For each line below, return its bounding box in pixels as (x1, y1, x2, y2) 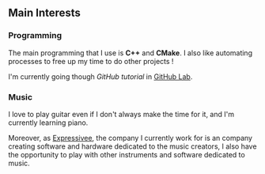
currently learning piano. (8, 118, 89, 127)
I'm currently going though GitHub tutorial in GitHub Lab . (8, 71, 193, 81)
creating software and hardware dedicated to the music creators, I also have (8, 142, 257, 151)
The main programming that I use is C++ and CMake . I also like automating (8, 47, 253, 58)
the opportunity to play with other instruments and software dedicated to (8, 149, 245, 159)
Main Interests (8, 6, 81, 20)
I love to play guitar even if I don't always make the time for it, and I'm (8, 109, 235, 119)
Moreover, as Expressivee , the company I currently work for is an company (8, 133, 253, 142)
